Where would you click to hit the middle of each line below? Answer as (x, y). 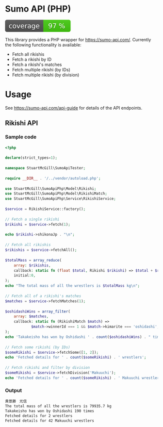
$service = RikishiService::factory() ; (45, 209)
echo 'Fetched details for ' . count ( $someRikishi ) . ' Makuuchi (72, 378)
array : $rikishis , (32, 265)
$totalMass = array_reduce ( (33, 260)
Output (14, 390)
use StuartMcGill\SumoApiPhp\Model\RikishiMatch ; (56, 194)
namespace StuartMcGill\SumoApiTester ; (45, 168)
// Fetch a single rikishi (32, 219)
